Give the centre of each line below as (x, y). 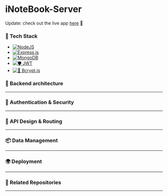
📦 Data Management (31, 140)
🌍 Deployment (24, 161)
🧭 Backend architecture (34, 84)
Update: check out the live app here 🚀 (44, 23)
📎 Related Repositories (33, 182)
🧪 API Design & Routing (34, 121)
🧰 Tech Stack (21, 36)
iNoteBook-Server (43, 9)
